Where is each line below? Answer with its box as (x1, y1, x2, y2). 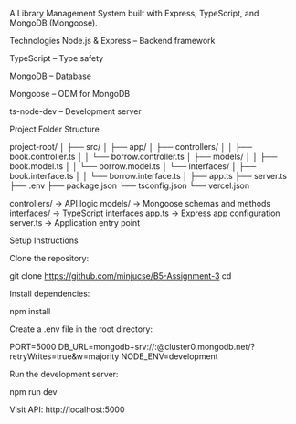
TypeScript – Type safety (9, 53, 104, 63)
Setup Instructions (9, 235, 79, 246)
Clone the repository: (9, 253, 90, 263)
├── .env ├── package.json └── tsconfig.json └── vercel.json (9, 180, 250, 191)
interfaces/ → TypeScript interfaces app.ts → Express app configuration (9, 207, 280, 218)
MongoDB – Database (9, 70, 92, 81)
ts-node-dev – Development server (9, 106, 142, 117)
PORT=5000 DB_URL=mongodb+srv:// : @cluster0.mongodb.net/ (9, 342, 251, 352)
